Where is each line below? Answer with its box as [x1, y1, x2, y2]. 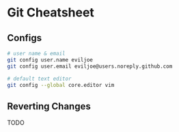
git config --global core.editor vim [7, 81, 115, 88]
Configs [7, 32, 42, 44]
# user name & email [7, 50, 66, 57]
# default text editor [7, 75, 72, 82]
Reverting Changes [7, 101, 91, 112]
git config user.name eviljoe [7, 56, 94, 63]
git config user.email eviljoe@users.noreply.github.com [7, 63, 173, 70]
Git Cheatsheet [7, 5, 94, 21]
